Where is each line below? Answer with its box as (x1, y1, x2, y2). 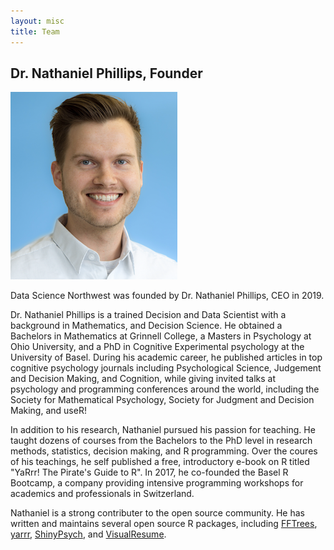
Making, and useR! (10, 405, 87, 417)
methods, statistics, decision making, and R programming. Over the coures (10, 445, 318, 457)
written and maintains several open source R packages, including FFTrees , (10, 518, 318, 530)
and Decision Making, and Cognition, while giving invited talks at (10, 373, 277, 385)
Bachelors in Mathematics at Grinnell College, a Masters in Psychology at (10, 330, 312, 342)
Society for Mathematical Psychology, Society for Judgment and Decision (10, 394, 315, 406)
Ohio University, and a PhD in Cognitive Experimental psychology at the (10, 341, 305, 353)
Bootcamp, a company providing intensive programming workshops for (10, 477, 304, 489)
